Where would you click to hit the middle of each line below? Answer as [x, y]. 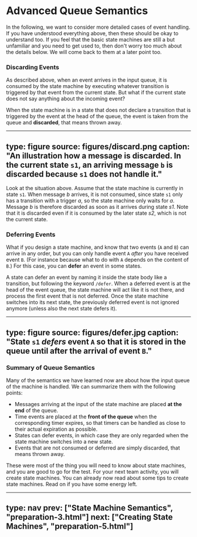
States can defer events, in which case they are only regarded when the [101, 435]
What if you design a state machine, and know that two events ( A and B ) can [98, 247]
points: [14, 393]
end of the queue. [36, 411]
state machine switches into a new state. [64, 442]
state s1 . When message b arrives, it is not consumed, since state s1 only [94, 194]
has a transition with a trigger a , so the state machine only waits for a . [90, 201]
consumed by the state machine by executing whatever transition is [88, 86]
